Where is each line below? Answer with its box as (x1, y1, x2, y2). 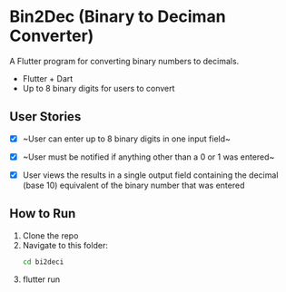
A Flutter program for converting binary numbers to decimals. (9, 55, 240, 66)
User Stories (9, 109, 82, 124)
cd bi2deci (22, 257, 64, 267)
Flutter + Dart (22, 73, 74, 83)
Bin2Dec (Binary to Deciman (9, 6, 226, 27)
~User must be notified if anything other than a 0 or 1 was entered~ (22, 151, 275, 162)
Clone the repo (22, 229, 79, 241)
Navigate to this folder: (22, 239, 109, 250)
